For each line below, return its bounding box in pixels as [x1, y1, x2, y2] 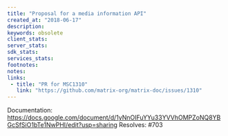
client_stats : [7, 36, 48, 43]
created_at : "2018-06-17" [7, 17, 82, 23]
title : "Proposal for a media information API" [7, 10, 147, 17]
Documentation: [7, 106, 53, 115]
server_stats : [7, 42, 48, 49]
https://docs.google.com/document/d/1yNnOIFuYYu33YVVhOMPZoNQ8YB [7, 113, 221, 122]
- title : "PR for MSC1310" [10, 81, 88, 88]
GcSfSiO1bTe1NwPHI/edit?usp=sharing [7, 121, 117, 129]
